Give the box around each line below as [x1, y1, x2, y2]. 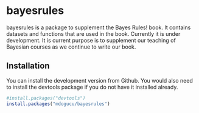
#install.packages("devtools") [6, 95, 86, 101]
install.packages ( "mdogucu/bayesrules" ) [6, 101, 111, 107]
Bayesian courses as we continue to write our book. [6, 43, 136, 50]
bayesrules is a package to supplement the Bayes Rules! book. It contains [6, 24, 191, 31]
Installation [6, 61, 50, 71]
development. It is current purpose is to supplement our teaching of [6, 36, 176, 44]
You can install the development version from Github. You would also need [6, 77, 193, 84]
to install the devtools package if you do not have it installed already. [6, 83, 178, 91]
